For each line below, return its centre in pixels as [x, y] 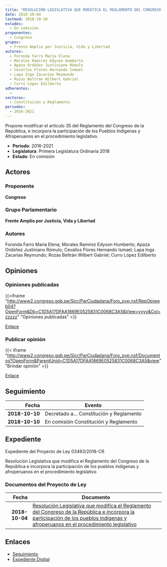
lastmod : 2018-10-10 [27, 19]
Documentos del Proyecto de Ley [46, 484]
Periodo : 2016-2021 [33, 146]
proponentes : [19, 33]
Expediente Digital [31, 559]
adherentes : [17, 88]
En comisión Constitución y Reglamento [91, 422]
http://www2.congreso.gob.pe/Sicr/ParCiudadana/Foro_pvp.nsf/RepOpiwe [83, 301]
